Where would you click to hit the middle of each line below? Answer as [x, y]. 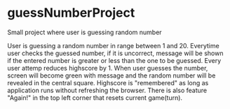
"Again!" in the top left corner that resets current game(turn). [95, 97]
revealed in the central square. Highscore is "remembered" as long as [108, 82]
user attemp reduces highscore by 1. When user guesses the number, [108, 68]
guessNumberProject [71, 13]
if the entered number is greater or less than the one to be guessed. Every [114, 60]
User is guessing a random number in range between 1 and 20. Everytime [113, 45]
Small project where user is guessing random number [85, 32]
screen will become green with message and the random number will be [111, 75]
